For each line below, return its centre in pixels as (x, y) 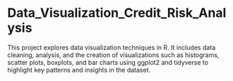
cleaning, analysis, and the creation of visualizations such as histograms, (113, 55)
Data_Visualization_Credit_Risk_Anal (117, 13)
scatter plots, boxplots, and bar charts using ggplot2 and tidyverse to (108, 62)
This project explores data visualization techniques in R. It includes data (112, 47)
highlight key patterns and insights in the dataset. (79, 70)
